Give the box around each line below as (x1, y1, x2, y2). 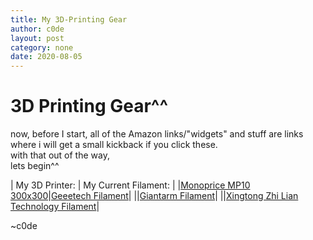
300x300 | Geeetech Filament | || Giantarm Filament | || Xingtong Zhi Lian (10, 190, 299, 202)
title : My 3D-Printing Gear (10, 14, 128, 25)
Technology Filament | (10, 201, 100, 213)
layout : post (10, 33, 65, 43)
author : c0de (10, 24, 65, 34)
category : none (10, 42, 74, 53)
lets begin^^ (10, 160, 60, 172)
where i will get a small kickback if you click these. (10, 139, 218, 151)
